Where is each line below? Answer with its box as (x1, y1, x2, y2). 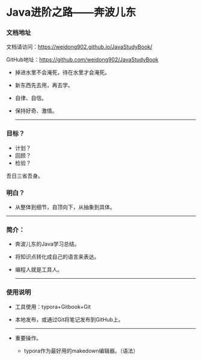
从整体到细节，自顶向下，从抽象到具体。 (14, 203, 115, 211)
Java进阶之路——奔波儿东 (6, 5, 136, 19)
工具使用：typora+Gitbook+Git (14, 303, 91, 310)
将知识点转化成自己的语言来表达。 (14, 253, 100, 261)
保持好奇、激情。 (14, 107, 58, 114)
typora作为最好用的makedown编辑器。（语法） (23, 347, 139, 354)
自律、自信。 (14, 95, 47, 102)
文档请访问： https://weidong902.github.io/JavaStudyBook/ (6, 43, 153, 51)
